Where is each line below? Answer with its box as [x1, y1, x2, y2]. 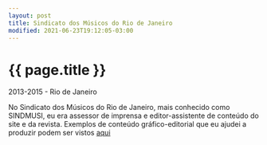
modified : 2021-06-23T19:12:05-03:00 [8, 26, 134, 34]
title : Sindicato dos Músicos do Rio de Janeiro [8, 19, 173, 27]
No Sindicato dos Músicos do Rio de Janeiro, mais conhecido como [8, 103, 230, 112]
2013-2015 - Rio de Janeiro [8, 87, 97, 96]
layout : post [8, 11, 52, 20]
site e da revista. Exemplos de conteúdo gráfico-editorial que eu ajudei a [8, 120, 247, 129]
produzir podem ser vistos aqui [8, 128, 111, 138]
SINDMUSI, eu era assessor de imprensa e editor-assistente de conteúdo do [8, 111, 259, 120]
